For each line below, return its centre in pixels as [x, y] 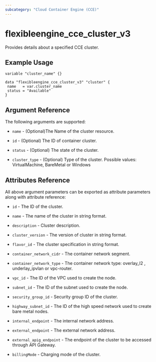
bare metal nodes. [30, 311]
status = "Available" [29, 91]
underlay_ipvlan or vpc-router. [42, 268]
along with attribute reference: [36, 197]
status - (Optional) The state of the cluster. [55, 150]
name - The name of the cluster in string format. [59, 216]
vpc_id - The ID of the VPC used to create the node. [64, 278]
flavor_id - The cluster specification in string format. [66, 244]
